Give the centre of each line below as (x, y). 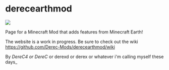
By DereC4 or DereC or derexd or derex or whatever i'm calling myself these (84, 56)
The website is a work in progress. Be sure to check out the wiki (72, 41)
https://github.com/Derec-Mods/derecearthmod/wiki (60, 47)
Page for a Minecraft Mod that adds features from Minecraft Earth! (74, 32)
